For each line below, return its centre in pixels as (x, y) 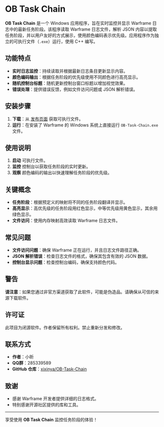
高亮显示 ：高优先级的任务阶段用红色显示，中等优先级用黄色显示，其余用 (85, 208)
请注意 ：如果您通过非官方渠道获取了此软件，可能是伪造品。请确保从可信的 (80, 292)
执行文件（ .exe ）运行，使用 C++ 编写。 (58, 41)
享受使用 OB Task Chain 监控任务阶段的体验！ (51, 420)
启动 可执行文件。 (30, 161)
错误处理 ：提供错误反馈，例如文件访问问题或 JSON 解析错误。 (75, 89)
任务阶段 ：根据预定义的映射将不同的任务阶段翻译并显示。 (70, 202)
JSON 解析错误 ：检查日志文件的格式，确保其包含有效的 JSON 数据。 (81, 256)
